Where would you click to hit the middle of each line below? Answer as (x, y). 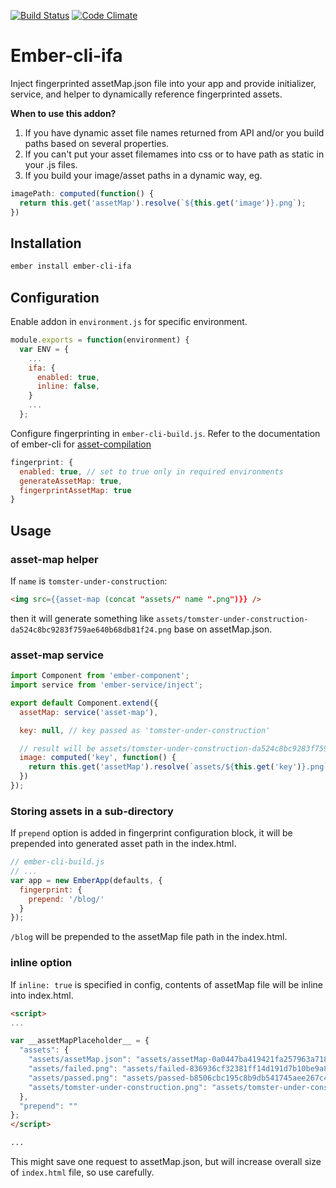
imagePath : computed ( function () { (82, 193)
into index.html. (42, 995)
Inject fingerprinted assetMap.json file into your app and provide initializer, (163, 83)
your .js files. (51, 164)
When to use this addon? (63, 113)
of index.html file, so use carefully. (82, 1172)
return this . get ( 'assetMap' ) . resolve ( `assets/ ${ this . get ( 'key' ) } (167, 767)
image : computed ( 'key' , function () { (98, 758)
